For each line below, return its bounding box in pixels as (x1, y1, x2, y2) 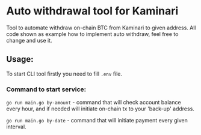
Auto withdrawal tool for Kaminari (6, 4, 179, 18)
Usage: (6, 54, 34, 64)
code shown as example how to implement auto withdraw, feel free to (6, 30, 179, 37)
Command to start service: (6, 85, 87, 94)
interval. (6, 123, 26, 130)
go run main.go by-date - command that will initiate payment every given (6, 117, 188, 124)
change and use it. (6, 37, 52, 44)
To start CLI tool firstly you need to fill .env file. (6, 70, 122, 77)
